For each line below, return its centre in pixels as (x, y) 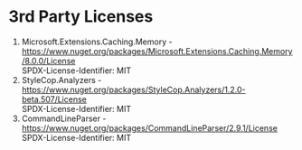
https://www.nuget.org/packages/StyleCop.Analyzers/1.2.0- (133, 89)
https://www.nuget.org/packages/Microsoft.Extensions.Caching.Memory (157, 51)
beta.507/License (54, 99)
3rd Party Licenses (81, 17)
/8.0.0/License (48, 61)
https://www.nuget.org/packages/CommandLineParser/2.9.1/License (149, 127)
